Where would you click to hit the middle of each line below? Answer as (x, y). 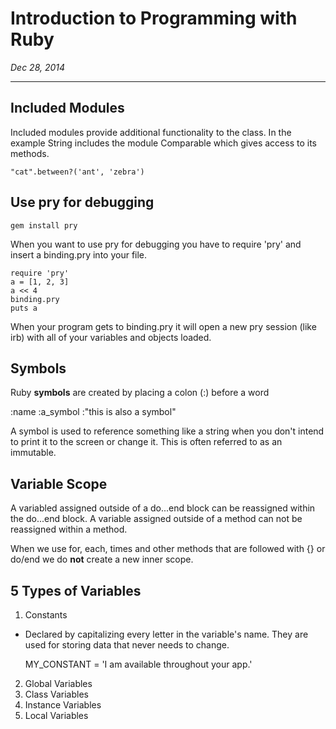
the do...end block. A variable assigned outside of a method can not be (156, 519)
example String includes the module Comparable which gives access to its (163, 143)
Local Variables (56, 715)
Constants (46, 615)
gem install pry (44, 225)
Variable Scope (59, 483)
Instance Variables (63, 705)
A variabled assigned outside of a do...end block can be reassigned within (163, 508)
